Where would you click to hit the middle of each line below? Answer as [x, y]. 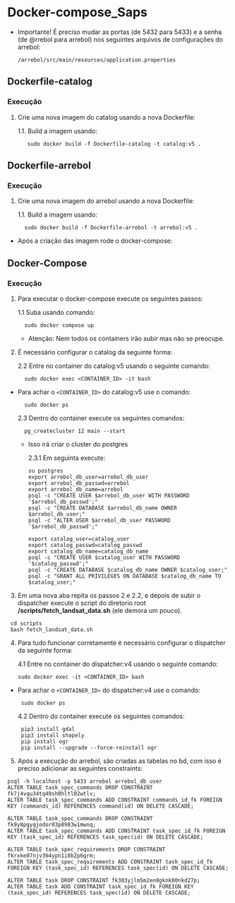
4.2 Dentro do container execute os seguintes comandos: [101, 716]
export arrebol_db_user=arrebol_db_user [88, 477]
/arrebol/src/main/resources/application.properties [97, 60]
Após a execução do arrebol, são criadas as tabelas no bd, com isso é [120, 761]
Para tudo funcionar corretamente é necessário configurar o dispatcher [121, 643]
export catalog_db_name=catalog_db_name [88, 551]
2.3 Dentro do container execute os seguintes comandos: [101, 418]
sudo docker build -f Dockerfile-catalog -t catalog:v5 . [114, 144]
